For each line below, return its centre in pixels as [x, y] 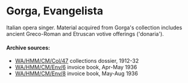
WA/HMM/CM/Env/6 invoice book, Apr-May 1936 [76, 67]
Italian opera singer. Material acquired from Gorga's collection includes [94, 27]
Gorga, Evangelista [55, 11]
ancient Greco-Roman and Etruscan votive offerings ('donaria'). [85, 33]
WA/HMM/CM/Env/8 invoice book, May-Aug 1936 [77, 73]
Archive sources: [28, 47]
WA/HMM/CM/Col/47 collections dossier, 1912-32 [77, 61]
